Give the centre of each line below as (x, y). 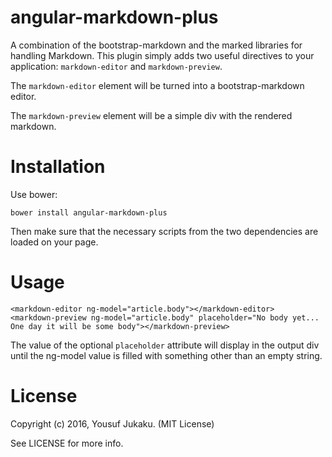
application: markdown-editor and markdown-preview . (116, 66)
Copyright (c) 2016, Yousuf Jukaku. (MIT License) (112, 423)
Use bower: (34, 194)
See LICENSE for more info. (67, 443)
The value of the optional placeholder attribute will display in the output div (165, 345)
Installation (58, 167)
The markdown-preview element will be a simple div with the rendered (151, 115)
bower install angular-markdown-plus (89, 212)
